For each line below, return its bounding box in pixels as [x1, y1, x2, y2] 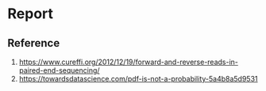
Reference [7, 36, 60, 50]
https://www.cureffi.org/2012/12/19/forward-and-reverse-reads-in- [18, 57, 239, 66]
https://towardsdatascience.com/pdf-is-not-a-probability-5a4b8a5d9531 [18, 74, 259, 83]
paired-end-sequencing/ [18, 66, 100, 75]
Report [7, 5, 53, 23]
